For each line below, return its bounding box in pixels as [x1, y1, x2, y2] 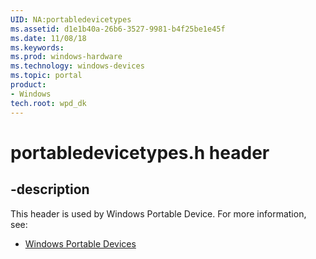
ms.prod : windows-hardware [10, 52, 123, 62]
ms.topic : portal [10, 71, 83, 81]
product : [10, 80, 47, 90]
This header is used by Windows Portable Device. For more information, [10, 207, 307, 220]
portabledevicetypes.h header [10, 141, 270, 164]
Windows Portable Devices [24, 237, 137, 250]
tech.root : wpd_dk [10, 98, 87, 108]
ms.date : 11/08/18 [10, 33, 87, 43]
